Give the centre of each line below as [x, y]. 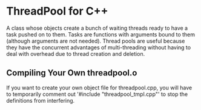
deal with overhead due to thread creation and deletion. [76, 53]
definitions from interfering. [41, 100]
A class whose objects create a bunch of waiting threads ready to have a [97, 28]
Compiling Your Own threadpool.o [72, 73]
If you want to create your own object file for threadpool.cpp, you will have [99, 88]
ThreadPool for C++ [57, 11]
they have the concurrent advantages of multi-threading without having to [99, 47]
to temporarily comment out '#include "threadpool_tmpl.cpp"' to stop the [97, 94]
